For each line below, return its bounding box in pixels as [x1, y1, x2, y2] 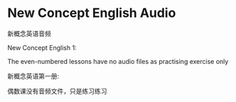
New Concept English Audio [7, 5, 176, 21]
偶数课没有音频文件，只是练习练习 [7, 86, 107, 95]
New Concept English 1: [7, 43, 77, 52]
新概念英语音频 [7, 29, 51, 38]
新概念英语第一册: [7, 72, 60, 80]
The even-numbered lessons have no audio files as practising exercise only [7, 57, 229, 65]
